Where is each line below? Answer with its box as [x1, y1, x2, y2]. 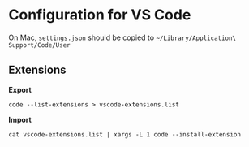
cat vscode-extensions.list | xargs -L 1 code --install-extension [8, 130, 242, 139]
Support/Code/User [8, 41, 71, 50]
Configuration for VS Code [8, 6, 191, 24]
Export [8, 84, 32, 94]
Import [8, 115, 32, 124]
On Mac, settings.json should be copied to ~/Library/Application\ [8, 32, 237, 42]
